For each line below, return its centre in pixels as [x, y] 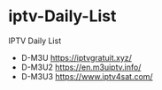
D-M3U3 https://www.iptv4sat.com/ [87, 76]
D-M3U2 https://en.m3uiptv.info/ [81, 67]
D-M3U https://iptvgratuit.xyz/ [76, 57]
